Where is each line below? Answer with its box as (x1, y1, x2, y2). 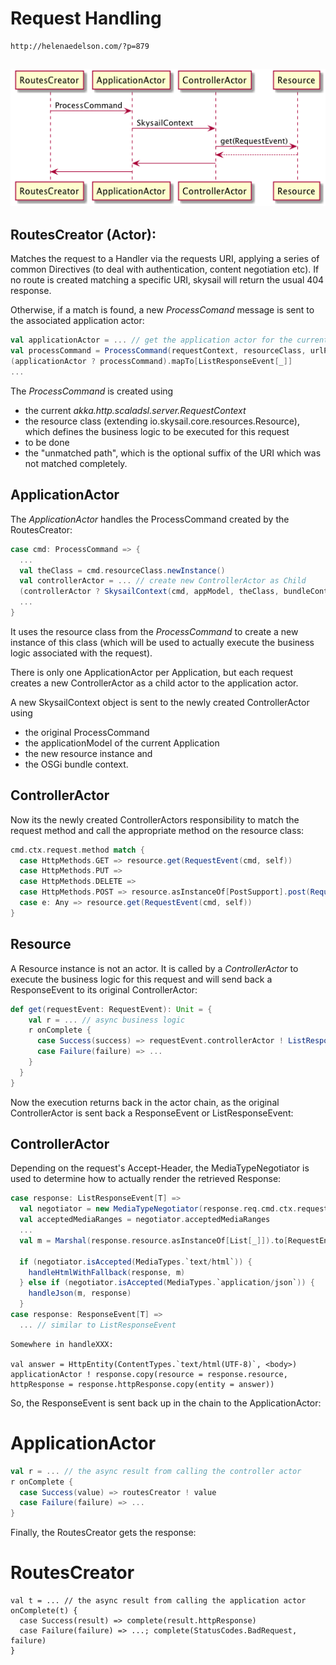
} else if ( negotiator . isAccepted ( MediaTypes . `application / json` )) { (19, 1278, 315, 1288)
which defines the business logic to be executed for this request (24, 425, 290, 437)
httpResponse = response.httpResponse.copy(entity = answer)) (10, 1379, 275, 1389)
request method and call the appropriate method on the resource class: (10, 824, 305, 836)
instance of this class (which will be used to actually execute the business (10, 636, 315, 648)
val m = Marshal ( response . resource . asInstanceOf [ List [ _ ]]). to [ (19, 1235, 289, 1246)
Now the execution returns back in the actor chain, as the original (10, 1096, 280, 1108)
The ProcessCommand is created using (10, 385, 174, 397)
